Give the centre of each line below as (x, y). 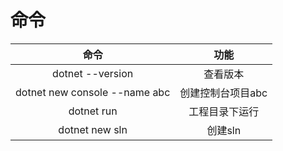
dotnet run (93, 111)
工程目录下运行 (224, 111)
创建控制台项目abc (223, 93)
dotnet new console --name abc (93, 92)
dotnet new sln (93, 129)
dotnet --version (93, 73)
